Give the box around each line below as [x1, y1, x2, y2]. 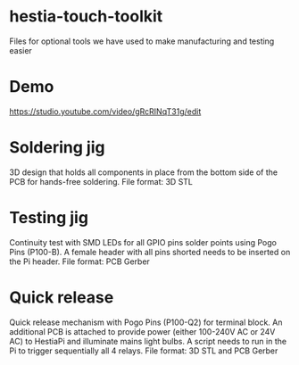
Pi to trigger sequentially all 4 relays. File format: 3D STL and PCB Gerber [9, 345, 278, 356]
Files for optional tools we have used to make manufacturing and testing [9, 36, 275, 46]
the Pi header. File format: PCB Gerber [9, 256, 150, 267]
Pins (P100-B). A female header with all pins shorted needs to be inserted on [9, 246, 291, 257]
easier [9, 45, 33, 55]
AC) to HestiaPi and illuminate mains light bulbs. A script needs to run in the [9, 336, 287, 346]
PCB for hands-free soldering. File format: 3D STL [9, 176, 194, 187]
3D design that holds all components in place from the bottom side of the [9, 167, 278, 178]
